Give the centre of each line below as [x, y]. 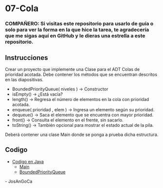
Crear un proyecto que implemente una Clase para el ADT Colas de [72, 69]
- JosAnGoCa [19, 181]
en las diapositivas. [24, 79]
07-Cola [22, 9]
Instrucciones [27, 58]
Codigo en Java [28, 161]
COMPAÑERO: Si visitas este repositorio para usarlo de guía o [79, 24]
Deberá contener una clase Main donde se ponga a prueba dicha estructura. [82, 135]
